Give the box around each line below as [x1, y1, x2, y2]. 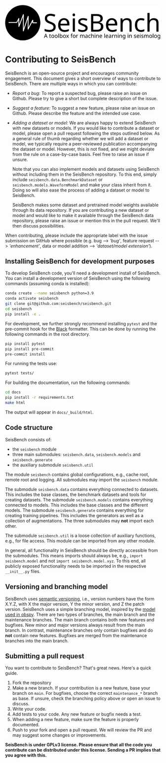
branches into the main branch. [5, 638, 69, 644]
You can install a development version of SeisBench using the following [5, 275, 151, 281]
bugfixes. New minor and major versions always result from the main [5, 622, 145, 628]
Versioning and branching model [5, 583, 108, 591]
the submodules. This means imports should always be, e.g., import [5, 552, 143, 558]
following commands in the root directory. [5, 331, 90, 337]
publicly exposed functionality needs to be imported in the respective [5, 563, 147, 569]
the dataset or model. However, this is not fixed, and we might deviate [12, 146, 155, 152]
